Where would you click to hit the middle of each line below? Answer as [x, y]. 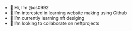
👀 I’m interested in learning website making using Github [68, 13]
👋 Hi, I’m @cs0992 [29, 8]
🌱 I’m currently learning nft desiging [47, 18]
